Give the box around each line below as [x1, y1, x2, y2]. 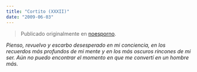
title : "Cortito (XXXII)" [6, 8, 69, 15]
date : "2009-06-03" [6, 14, 54, 20]
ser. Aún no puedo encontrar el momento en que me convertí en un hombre [6, 54, 189, 61]
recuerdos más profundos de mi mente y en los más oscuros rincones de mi [6, 47, 191, 54]
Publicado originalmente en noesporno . [20, 30, 116, 37]
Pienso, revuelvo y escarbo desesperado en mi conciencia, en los [6, 42, 166, 49]
